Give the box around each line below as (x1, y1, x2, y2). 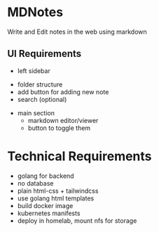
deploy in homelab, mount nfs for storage (17, 216, 137, 225)
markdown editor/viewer (27, 116, 99, 124)
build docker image (17, 201, 74, 210)
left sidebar (17, 66, 50, 75)
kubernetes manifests (17, 209, 81, 217)
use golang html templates (17, 194, 95, 202)
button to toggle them (27, 124, 91, 132)
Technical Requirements (7, 148, 152, 164)
